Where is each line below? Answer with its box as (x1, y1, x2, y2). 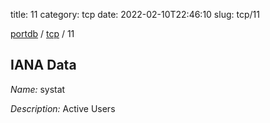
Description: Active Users (10, 102, 116, 114)
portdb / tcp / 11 (10, 28, 75, 39)
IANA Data (10, 57, 77, 74)
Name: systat (10, 83, 66, 95)
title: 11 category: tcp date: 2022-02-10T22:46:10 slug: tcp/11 (10, 9, 260, 20)
